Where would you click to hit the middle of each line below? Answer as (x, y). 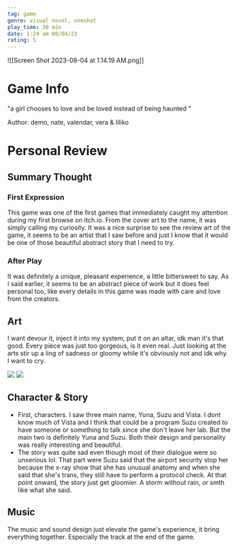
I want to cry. (27, 361)
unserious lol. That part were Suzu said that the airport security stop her (123, 459)
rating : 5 (22, 40)
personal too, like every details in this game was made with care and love (114, 292)
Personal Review (57, 151)
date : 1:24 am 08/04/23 (42, 34)
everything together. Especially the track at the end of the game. (101, 537)
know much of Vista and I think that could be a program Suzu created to (123, 422)
